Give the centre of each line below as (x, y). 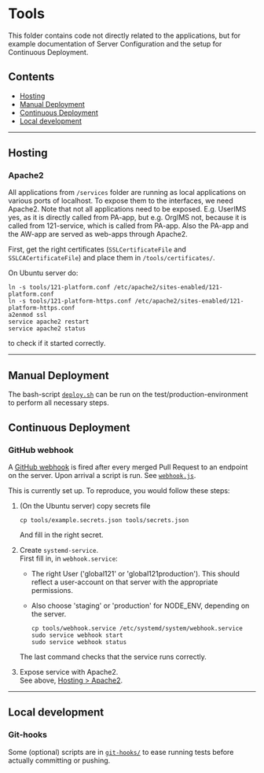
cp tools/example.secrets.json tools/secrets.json (104, 520)
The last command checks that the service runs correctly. (113, 657)
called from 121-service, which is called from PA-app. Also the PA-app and (128, 226)
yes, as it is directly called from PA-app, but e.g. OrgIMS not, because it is (127, 218)
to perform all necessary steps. (59, 403)
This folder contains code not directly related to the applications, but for (125, 35)
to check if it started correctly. (57, 344)
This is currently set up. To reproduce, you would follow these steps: (119, 490)
